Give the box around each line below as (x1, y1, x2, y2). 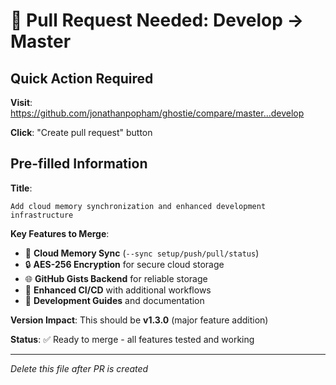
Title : (10, 182, 33, 194)
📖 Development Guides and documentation (24, 294, 205, 306)
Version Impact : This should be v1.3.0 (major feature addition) (10, 314, 269, 326)
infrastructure (10, 210, 74, 220)
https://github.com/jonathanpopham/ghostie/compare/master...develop (10, 107, 305, 119)
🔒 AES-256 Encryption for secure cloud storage (24, 258, 225, 270)
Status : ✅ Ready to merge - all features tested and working (10, 333, 255, 345)
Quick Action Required (10, 70, 154, 87)
